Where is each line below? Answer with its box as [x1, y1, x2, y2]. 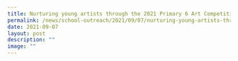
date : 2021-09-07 [7, 23, 59, 30]
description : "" [7, 36, 55, 43]
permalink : [7, 17, 40, 24]
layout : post [7, 29, 46, 37]
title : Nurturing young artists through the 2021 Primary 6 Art [7, 10, 201, 18]
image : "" [7, 43, 37, 50]
